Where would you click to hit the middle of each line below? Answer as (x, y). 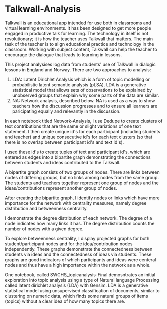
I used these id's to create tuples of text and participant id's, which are (78, 152)
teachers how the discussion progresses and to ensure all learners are (85, 106)
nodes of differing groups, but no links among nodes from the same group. (82, 177)
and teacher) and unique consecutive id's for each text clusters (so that (79, 137)
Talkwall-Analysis (43, 9)
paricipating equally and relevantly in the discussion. (66, 111)
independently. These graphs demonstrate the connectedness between (79, 249)
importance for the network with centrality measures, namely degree (76, 203)
